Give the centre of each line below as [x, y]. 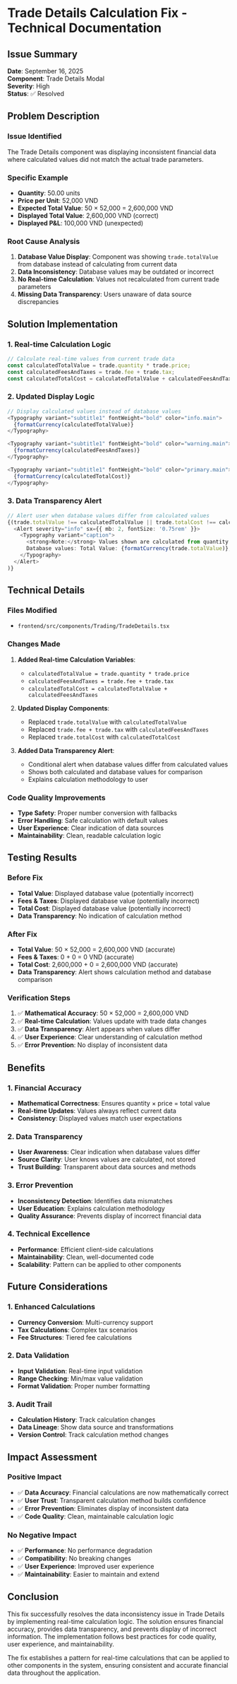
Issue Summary [42, 54]
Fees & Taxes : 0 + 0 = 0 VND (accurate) [76, 957]
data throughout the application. [54, 1673]
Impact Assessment [52, 1457]
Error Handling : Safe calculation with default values [92, 820]
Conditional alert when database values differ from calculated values [128, 764]
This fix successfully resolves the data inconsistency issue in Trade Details [116, 1614]
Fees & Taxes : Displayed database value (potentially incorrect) [108, 901]
